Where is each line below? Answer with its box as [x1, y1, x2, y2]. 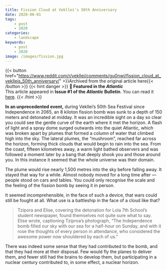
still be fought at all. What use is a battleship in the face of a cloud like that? [5, 197, 161, 203]
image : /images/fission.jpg [5, 53, 64, 59]
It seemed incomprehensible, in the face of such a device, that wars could [5, 192, 158, 198]
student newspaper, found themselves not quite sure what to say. [17, 212, 152, 218]
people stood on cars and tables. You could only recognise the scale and [5, 177, 155, 183]
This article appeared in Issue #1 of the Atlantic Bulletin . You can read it [5, 88, 154, 95]
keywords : [5, 40, 26, 45]
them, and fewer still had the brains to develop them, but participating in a [5, 254, 157, 260]
